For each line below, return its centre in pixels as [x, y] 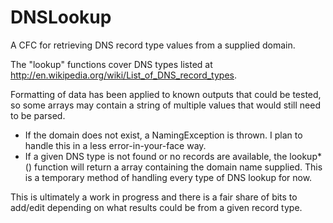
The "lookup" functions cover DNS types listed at [111, 64]
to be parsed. [38, 115]
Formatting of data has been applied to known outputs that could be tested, [166, 94]
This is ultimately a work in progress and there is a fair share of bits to [154, 197]
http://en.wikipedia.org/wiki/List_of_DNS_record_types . [124, 75]
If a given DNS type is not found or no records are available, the [156, 156]
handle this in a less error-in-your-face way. [115, 145]
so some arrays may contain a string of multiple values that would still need [165, 105]
